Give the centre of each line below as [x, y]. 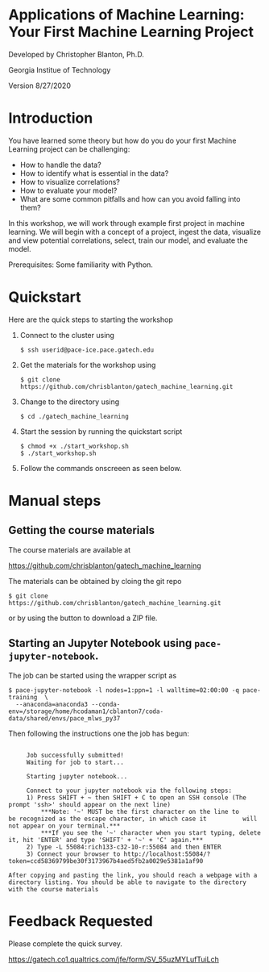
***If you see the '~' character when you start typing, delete [151, 832]
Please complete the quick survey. [66, 943]
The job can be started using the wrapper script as [93, 675]
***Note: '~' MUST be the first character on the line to [140, 811]
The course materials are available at [70, 549]
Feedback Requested [81, 921]
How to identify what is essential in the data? [94, 173]
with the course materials [54, 889]
